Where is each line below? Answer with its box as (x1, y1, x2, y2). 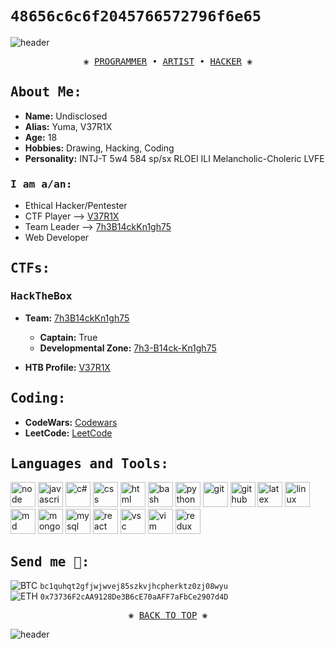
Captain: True (39, 331, 98, 343)
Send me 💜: (10, 553, 90, 570)
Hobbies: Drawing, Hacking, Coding (24, 142, 175, 154)
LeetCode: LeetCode (24, 427, 113, 439)
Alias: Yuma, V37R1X (24, 120, 113, 132)
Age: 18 (24, 131, 58, 143)
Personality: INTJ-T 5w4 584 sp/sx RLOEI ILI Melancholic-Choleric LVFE (24, 152, 325, 164)
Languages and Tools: (10, 455, 169, 472)
